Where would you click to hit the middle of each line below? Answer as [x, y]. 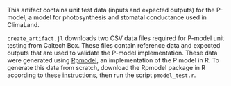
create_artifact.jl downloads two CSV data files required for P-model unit [115, 38]
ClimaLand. [23, 25]
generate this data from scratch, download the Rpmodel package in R [106, 68]
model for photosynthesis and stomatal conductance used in [120, 17]
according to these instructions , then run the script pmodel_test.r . [102, 75]
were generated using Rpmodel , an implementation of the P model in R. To [113, 60]
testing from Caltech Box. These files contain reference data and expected [114, 45]
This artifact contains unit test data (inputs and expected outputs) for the [111, 10]
